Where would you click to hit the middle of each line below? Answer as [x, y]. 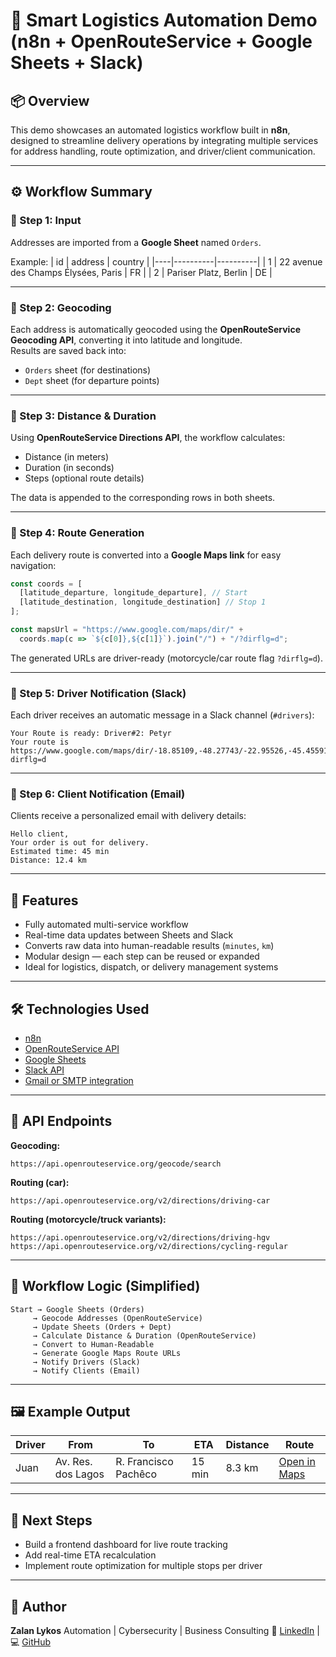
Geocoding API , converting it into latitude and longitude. [126, 340]
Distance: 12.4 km [48, 860]
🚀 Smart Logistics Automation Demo [164, 20]
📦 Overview [50, 100]
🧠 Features [44, 900]
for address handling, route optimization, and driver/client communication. [163, 151]
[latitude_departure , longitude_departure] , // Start [133, 593]
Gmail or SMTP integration [79, 1081]
